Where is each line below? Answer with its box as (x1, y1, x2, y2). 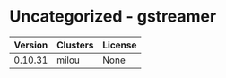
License (102, 39, 137, 51)
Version (13, 39, 48, 51)
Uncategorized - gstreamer (9, 6, 217, 27)
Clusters (56, 39, 94, 51)
